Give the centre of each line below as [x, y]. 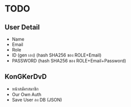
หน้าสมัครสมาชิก [25, 88]
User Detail [22, 27]
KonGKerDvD [26, 77]
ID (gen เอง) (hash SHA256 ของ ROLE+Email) [57, 55]
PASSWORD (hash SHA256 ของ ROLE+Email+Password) [69, 61]
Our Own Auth [27, 94]
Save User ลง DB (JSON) [37, 99]
